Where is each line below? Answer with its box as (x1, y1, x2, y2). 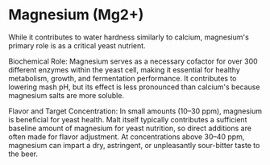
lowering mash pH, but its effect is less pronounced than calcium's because (8, 82, 260, 92)
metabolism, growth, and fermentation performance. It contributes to (8, 73, 237, 83)
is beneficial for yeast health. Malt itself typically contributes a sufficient (8, 114, 247, 124)
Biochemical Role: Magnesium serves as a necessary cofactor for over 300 (8, 56, 258, 66)
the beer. (8, 149, 39, 159)
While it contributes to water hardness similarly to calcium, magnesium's (8, 32, 250, 42)
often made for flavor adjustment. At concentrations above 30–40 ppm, (8, 131, 245, 142)
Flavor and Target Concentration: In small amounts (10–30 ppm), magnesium (8, 106, 263, 116)
